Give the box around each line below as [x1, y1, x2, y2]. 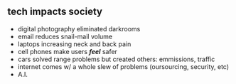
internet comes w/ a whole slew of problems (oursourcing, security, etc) [17, 62, 230, 70]
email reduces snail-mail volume [17, 32, 113, 41]
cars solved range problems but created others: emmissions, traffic [17, 55, 215, 63]
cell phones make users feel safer [17, 47, 117, 56]
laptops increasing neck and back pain [17, 39, 132, 48]
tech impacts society [7, 6, 103, 18]
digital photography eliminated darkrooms [17, 24, 141, 33]
